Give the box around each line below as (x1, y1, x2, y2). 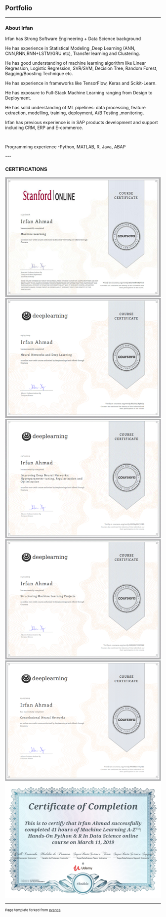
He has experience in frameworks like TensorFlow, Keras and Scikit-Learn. (5, 80, 157, 86)
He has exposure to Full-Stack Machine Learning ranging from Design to (5, 90, 153, 96)
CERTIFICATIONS (5, 166, 48, 173)
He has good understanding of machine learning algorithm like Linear (5, 60, 146, 66)
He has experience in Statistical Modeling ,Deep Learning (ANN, (5, 45, 136, 51)
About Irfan (5, 24, 34, 31)
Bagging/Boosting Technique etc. (5, 71, 73, 77)
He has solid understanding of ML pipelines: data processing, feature (5, 105, 146, 111)
